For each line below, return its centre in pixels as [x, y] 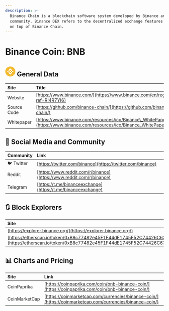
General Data [38, 74]
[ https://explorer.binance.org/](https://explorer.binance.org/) [70, 231]
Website [16, 97]
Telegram [17, 187]
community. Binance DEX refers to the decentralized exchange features [87, 21]
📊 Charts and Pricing [39, 261]
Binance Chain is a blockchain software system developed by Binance [84, 16]
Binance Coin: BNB [45, 52]
